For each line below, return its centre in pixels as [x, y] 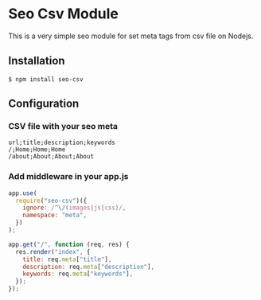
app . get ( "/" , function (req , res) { [69, 244]
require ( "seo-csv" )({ [51, 201]
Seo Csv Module [64, 14]
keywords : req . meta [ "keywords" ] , [78, 274]
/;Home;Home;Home [37, 150]
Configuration [44, 104]
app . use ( [23, 193]
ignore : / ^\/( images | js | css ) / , [74, 208]
